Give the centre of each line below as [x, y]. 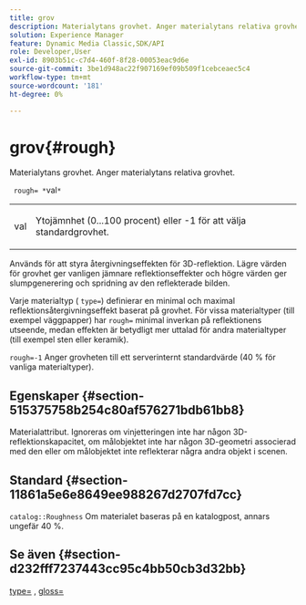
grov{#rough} [63, 147]
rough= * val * [37, 190]
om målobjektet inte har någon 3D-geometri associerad [192, 442]
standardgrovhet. [72, 232]
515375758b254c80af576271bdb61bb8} [127, 410]
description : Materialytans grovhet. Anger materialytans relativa [140, 26]
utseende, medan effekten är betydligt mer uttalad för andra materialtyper [148, 330]
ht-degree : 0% [36, 94]
